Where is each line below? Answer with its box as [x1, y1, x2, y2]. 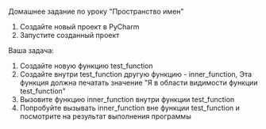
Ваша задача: [8, 46, 54, 55]
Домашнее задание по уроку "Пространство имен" [8, 7, 184, 16]
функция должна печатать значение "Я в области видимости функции [19, 78, 258, 87]
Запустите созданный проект [19, 31, 120, 40]
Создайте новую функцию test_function [19, 61, 153, 70]
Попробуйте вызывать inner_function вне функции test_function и [19, 103, 241, 112]
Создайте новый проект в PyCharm [19, 22, 140, 31]
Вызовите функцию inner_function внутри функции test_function [19, 95, 235, 104]
